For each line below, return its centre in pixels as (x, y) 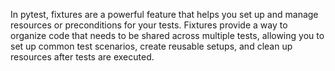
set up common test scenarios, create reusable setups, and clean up (151, 46)
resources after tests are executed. (82, 57)
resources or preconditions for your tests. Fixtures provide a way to (149, 25)
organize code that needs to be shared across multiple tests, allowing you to (167, 35)
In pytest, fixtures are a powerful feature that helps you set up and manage (164, 14)
